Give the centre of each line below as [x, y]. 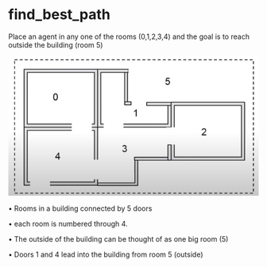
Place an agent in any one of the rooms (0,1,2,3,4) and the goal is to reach [129, 36]
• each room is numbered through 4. [68, 223]
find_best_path [60, 15]
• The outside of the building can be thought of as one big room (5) [118, 238]
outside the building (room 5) [56, 44]
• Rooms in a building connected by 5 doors [80, 208]
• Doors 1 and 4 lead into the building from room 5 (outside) [106, 254]
